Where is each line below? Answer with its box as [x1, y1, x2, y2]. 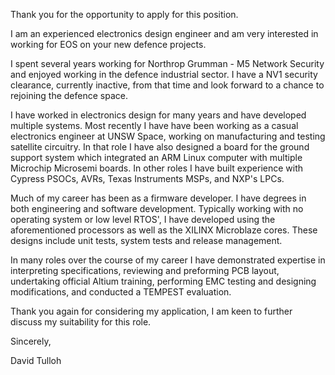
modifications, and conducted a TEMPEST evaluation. [10, 286, 232, 298]
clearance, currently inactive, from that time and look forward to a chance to [10, 79, 325, 91]
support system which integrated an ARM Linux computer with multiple [10, 152, 303, 163]
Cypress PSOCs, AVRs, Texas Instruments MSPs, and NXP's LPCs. [10, 173, 285, 184]
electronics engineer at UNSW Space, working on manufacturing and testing [10, 130, 326, 142]
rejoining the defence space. [10, 90, 128, 101]
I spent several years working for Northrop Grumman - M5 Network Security [10, 58, 325, 69]
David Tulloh [10, 355, 62, 366]
